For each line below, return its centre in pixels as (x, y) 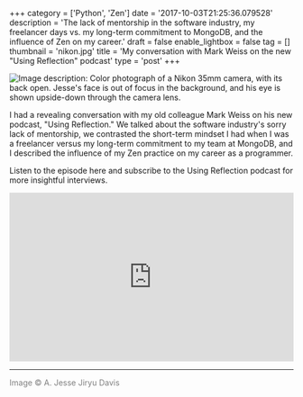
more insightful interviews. (59, 180)
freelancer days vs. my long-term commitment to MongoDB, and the (136, 32)
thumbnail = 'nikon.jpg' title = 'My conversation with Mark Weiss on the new (150, 51)
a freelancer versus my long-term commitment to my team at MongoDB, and (151, 144)
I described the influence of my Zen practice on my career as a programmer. (151, 153)
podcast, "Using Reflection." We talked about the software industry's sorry (148, 124)
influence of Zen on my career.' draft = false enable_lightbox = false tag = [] (150, 41)
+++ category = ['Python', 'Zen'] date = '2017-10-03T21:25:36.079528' (141, 13)
